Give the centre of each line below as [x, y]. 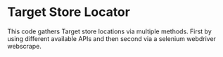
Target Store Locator [69, 12]
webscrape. [25, 46]
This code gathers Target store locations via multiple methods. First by [110, 31]
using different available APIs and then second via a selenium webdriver [112, 38]
